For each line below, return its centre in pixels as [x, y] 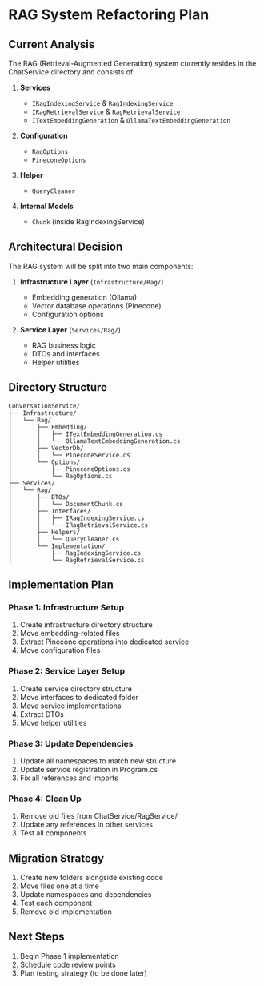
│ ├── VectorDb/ [46, 448]
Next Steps [36, 937]
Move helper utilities [53, 722]
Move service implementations [70, 706]
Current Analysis [52, 44]
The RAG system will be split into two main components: [101, 266]
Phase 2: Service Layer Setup [67, 671]
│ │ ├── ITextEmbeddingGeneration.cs [85, 434]
